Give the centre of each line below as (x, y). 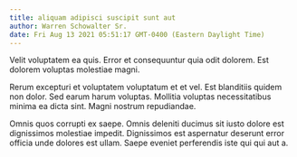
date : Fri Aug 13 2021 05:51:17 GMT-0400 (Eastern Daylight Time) (137, 34)
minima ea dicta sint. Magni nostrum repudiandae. (103, 106)
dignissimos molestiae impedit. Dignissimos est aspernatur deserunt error (147, 134)
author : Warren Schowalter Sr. (68, 26)
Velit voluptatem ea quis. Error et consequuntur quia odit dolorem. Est (139, 60)
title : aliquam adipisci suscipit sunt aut (93, 18)
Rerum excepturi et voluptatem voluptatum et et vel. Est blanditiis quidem (146, 88)
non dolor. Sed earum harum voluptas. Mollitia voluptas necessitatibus (140, 97)
